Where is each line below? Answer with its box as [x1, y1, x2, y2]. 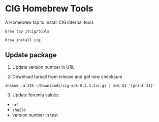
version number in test [12, 112, 58, 118]
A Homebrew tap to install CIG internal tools [5, 19, 94, 25]
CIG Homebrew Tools [5, 3, 94, 14]
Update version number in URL [12, 64, 75, 70]
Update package [5, 51, 57, 59]
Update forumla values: [12, 92, 60, 98]
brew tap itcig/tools [5, 29, 50, 34]
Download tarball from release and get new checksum [12, 74, 122, 80]
